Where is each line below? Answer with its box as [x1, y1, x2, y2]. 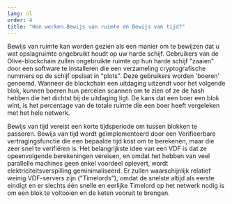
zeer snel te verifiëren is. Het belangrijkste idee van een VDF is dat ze [7, 144, 207, 153]
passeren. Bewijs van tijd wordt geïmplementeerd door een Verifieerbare [7, 130, 216, 138]
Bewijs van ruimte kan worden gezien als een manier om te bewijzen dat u [7, 42, 219, 51]
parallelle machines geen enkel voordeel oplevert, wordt [7, 159, 169, 168]
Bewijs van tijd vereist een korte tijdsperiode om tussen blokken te [7, 123, 197, 131]
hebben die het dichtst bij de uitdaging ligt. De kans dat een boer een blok [7, 94, 219, 102]
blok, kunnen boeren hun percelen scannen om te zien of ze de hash [7, 86, 205, 95]
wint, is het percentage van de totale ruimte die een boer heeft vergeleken [7, 102, 220, 110]
